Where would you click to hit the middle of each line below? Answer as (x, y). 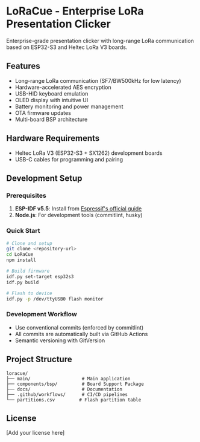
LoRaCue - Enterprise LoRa (75, 11)
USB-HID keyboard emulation (52, 93)
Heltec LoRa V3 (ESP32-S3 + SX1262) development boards (89, 153)
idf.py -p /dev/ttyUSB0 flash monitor (55, 299)
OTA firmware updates (43, 112)
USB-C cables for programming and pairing (69, 159)
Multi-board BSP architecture (51, 119)
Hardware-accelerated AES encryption (63, 87)
